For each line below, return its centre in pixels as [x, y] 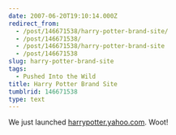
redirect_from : [34, 24]
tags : [17, 69]
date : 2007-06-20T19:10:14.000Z [63, 16]
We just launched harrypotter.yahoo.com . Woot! [88, 122]
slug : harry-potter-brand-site [61, 62]
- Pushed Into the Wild [56, 76]
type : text [27, 99]
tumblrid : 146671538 [43, 91]
